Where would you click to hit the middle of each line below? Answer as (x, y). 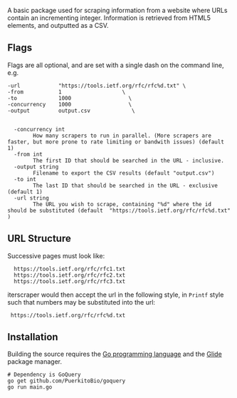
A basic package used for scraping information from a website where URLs (117, 10)
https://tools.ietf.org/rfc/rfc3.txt (70, 281)
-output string (36, 167)
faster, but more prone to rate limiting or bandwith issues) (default (116, 142)
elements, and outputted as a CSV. (58, 25)
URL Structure (39, 239)
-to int (25, 179)
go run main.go (30, 387)
